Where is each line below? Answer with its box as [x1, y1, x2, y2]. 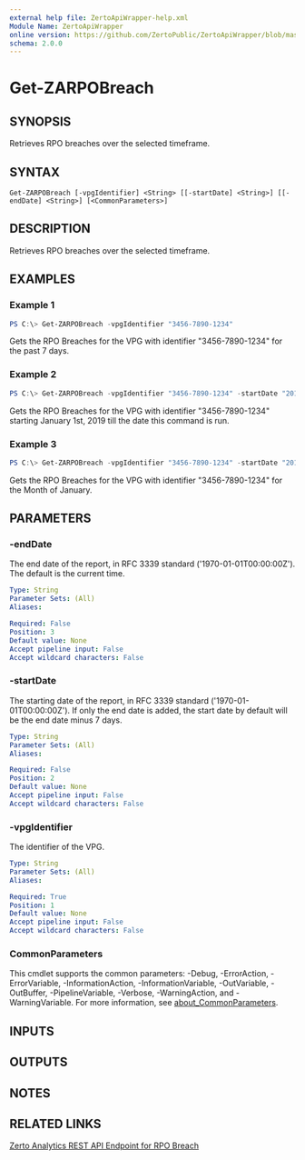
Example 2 [9, 368, 57, 381]
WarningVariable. [9, 997, 74, 1008]
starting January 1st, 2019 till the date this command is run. [9, 415, 230, 425]
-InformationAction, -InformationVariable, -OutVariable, [63, 978, 270, 989]
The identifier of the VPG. [9, 842, 105, 853]
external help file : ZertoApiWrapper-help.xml [9, 13, 189, 23]
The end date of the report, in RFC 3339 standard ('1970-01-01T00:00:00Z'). [9, 558, 296, 569]
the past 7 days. [9, 345, 70, 356]
